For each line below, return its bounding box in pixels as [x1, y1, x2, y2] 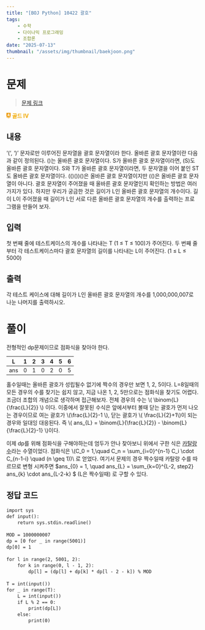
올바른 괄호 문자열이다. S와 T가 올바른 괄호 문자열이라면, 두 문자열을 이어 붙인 [6, 164, 191, 171]
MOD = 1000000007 [6, 532, 51, 538]
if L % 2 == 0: [17, 599, 56, 606]
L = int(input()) [17, 593, 62, 599]
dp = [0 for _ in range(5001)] [6, 538, 86, 544]
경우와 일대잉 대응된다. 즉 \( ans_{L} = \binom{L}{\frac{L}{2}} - [6, 419, 161, 427]
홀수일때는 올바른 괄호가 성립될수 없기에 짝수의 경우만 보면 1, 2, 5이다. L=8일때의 [6, 381, 199, 388]
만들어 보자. [22, 203, 51, 210]
